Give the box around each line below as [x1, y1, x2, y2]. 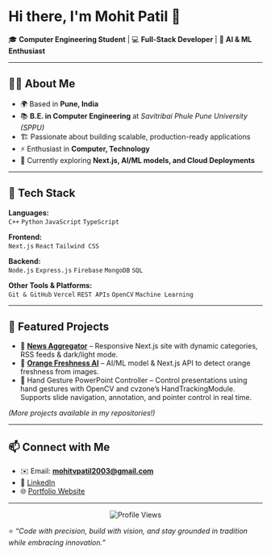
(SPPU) [19, 123, 45, 132]
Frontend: [8, 232, 43, 241]
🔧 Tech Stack [8, 186, 76, 200]
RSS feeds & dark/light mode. [19, 350, 119, 360]
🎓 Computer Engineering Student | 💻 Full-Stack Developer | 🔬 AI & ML [8, 34, 252, 44]
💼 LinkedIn [19, 478, 56, 487]
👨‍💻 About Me [8, 77, 76, 91]
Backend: [8, 256, 41, 265]
